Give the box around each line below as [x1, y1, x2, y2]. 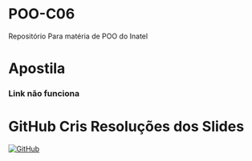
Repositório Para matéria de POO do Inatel [8, 31, 148, 41]
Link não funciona [8, 88, 80, 99]
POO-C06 [8, 5, 75, 23]
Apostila [8, 59, 66, 78]
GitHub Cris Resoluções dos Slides [8, 118, 245, 136]
